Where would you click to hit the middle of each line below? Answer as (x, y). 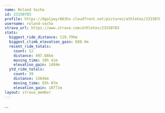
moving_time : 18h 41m (35, 60)
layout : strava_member (28, 92)
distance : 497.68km (33, 56)
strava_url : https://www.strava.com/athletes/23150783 (62, 28)
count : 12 (24, 51)
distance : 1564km (31, 78)
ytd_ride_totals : (27, 70)
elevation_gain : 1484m (37, 65)
